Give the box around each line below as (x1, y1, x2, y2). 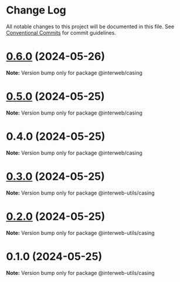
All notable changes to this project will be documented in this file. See (6, 23, 175, 30)
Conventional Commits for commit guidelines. (6, 29, 116, 36)
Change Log (6, 4, 66, 17)
